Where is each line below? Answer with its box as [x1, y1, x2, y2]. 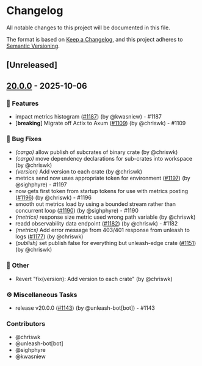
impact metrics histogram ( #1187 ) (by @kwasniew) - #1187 [15, 113, 162, 120]
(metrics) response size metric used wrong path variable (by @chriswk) [15, 213, 196, 221]
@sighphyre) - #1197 [15, 181, 67, 188]
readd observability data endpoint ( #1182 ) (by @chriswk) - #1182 [15, 220, 178, 227]
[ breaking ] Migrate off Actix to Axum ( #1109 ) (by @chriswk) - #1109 [15, 120, 186, 127]
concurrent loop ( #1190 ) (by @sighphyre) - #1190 [15, 207, 139, 214]
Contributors [6, 319, 46, 328]
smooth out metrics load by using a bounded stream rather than [15, 200, 176, 208]
